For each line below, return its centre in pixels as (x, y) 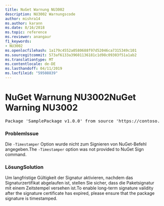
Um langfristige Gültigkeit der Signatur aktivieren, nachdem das (69, 178)
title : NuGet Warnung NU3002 (35, 10)
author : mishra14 (23, 19)
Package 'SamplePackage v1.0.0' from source (59, 121)
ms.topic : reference (26, 32)
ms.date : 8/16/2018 (25, 28)
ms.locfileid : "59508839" (31, 73)
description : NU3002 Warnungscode (40, 14)
